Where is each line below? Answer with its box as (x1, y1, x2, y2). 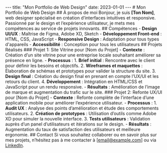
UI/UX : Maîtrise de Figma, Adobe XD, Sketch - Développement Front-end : (5, 31, 162, 36)
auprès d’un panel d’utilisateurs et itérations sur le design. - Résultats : (5, 121, 152, 127)
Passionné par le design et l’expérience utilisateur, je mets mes (5, 20, 135, 26)
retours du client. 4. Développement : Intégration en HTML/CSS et (5, 78, 143, 84)
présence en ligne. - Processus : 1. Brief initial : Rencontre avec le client (5, 57, 155, 63)
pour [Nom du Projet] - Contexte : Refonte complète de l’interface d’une (5, 94, 154, 100)
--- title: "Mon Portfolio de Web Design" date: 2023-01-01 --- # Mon (5, 4, 146, 10)
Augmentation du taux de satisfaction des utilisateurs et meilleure (5, 126, 140, 132)
